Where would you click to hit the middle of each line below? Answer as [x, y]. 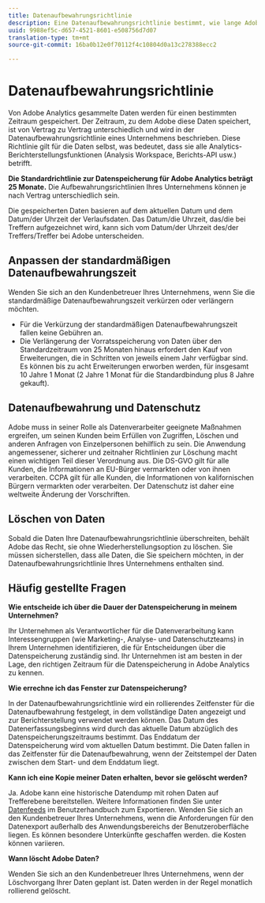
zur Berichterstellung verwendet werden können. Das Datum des [113, 720]
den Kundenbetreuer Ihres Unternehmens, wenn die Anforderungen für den [131, 818]
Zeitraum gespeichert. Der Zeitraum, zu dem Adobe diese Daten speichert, [129, 121]
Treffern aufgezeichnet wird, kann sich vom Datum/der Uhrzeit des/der [123, 228]
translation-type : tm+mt [49, 38]
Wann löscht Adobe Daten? [54, 859]
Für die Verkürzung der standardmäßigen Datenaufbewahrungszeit [129, 324]
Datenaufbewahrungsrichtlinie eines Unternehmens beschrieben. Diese [124, 138]
